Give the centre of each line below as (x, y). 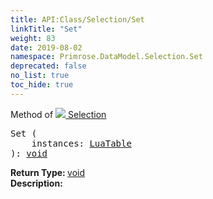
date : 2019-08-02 (46, 47)
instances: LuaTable (81, 143)
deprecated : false (48, 66)
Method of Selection (58, 114)
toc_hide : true (42, 85)
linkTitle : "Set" (46, 29)
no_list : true (40, 76)
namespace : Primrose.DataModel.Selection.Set (106, 57)
